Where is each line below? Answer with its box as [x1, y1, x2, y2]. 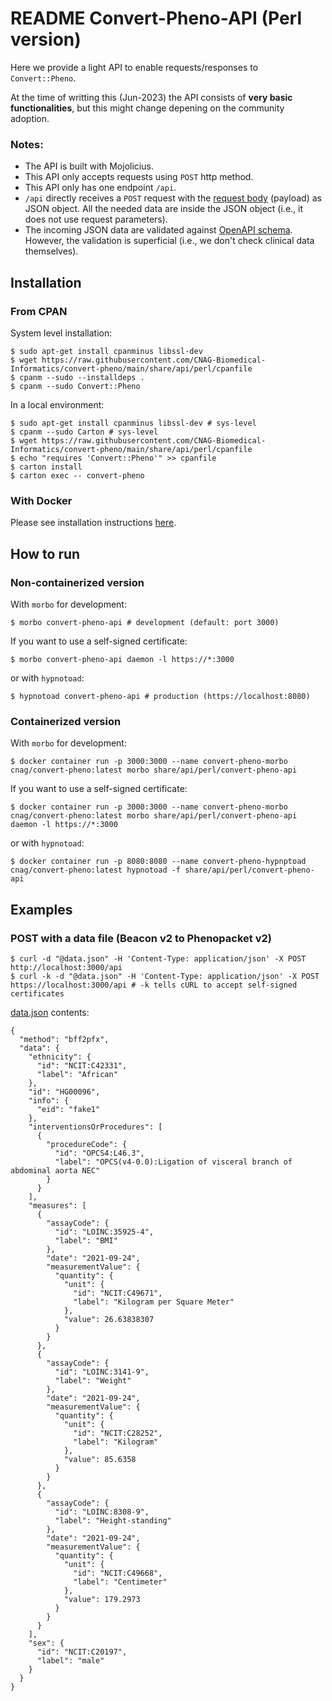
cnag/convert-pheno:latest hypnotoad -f [10, 865, 182, 876]
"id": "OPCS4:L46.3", [54, 1148, 145, 1158]
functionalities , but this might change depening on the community [10, 102, 285, 114]
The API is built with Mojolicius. [24, 160, 154, 172]
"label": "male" [36, 1655, 105, 1666]
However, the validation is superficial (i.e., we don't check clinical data [24, 235, 315, 247]
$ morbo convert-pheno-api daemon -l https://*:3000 [10, 654, 235, 664]
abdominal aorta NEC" [10, 1165, 101, 1176]
